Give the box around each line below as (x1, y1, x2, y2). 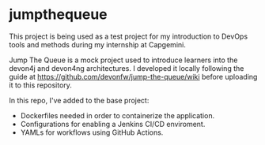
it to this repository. (9, 80, 72, 90)
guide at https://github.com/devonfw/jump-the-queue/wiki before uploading (9, 72, 258, 81)
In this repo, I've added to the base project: (9, 95, 150, 105)
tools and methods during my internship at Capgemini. (9, 39, 187, 49)
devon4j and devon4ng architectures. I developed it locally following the (9, 63, 244, 72)
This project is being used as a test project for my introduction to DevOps (9, 32, 248, 41)
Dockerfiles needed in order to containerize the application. (20, 110, 215, 120)
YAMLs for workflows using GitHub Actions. (20, 128, 164, 137)
